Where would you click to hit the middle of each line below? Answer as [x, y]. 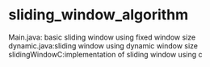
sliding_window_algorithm [99, 15]
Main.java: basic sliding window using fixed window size [102, 37]
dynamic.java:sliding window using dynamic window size [103, 45]
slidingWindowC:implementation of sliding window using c [105, 54]
